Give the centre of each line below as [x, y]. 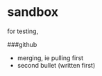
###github [22, 44]
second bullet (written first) [56, 65]
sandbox [33, 12]
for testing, [23, 31]
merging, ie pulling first [50, 58]
